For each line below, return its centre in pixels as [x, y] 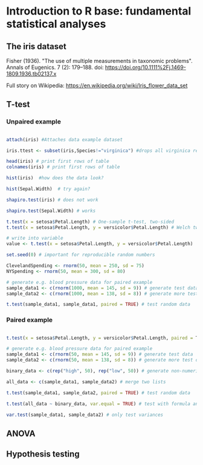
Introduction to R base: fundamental [99, 11]
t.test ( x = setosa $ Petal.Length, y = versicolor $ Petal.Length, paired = [100, 338]
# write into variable [35, 238]
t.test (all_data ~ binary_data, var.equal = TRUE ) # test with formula [98, 404]
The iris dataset [36, 46]
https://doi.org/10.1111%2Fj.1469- [145, 67]
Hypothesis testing [43, 454]
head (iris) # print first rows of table [58, 162]
